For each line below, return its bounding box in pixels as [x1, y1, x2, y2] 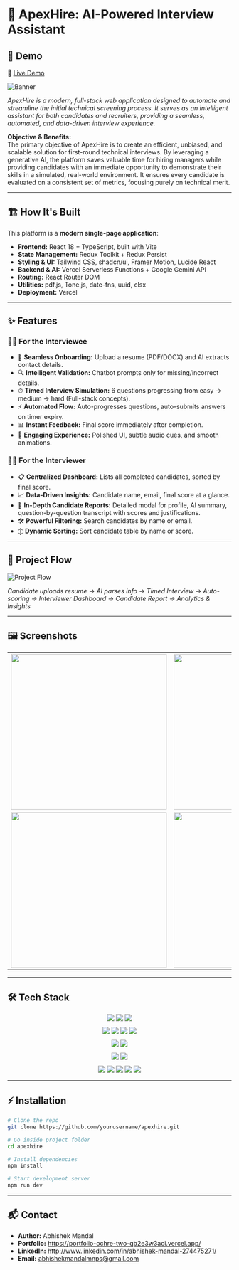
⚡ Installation [7, 1094, 67, 1106]
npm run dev [7, 1182, 43, 1189]
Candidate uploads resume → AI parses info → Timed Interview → [7, 586, 202, 595]
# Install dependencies [7, 1155, 78, 1163]
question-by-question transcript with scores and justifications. [17, 508, 201, 517]
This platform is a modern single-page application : [7, 228, 159, 237]
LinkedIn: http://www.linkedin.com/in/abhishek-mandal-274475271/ [17, 1247, 217, 1255]
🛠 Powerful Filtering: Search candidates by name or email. [17, 516, 193, 525]
